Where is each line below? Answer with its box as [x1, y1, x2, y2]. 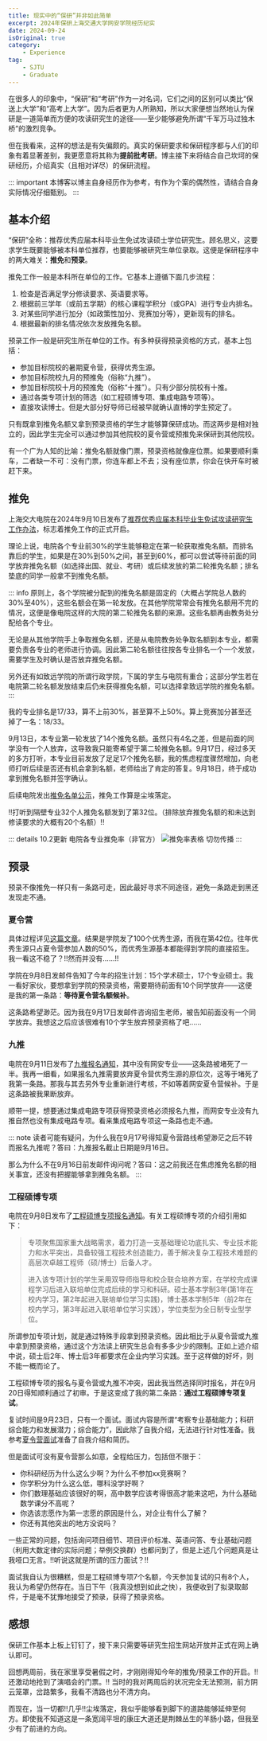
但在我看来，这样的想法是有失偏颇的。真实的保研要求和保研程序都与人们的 [8, 140, 252, 150]
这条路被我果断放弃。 [8, 1088, 78, 1099]
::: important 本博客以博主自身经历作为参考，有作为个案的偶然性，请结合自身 [8, 177, 259, 187]
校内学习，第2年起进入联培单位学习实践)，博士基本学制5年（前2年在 [27, 1294, 253, 1304]
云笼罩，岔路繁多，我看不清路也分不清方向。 [8, 1687, 155, 1696]
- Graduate [22, 71, 59, 79]
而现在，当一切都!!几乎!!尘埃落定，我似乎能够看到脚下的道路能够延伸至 [8, 1704, 240, 1713]
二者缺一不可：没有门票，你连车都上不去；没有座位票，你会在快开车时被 [21, 456, 259, 466]
